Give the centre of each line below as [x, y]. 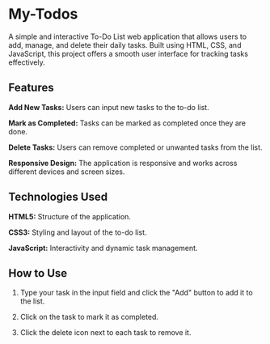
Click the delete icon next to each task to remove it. [105, 333]
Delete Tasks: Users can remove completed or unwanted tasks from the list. [135, 147]
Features [31, 88]
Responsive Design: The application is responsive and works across [123, 163]
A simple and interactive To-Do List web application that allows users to [128, 36]
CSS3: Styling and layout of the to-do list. [78, 232]
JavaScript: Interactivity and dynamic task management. [103, 248]
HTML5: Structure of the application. [70, 216]
